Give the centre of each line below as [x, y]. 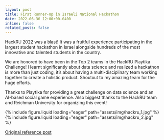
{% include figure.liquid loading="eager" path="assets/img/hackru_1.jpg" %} [82, 112]
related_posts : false [27, 28]
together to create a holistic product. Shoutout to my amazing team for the [80, 78]
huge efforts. [18, 83]
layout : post [18, 10]
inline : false [20, 23]
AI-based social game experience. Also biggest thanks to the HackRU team [81, 98]
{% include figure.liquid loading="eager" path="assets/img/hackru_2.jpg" [79, 117]
